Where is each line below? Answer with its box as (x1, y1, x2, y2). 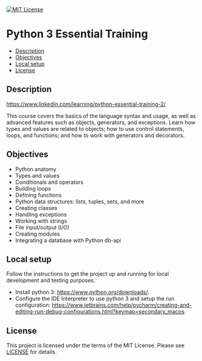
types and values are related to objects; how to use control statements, (6, 125, 184, 132)
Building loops (15, 184, 51, 192)
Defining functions (15, 191, 62, 198)
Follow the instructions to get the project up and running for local (6, 270, 169, 278)
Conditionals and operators (15, 178, 84, 186)
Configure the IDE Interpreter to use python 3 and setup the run (15, 295, 175, 303)
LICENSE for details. (6, 348, 57, 356)
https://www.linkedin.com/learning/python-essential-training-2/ (6, 100, 166, 108)
